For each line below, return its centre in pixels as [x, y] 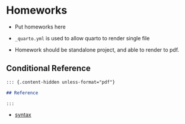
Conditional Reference [48, 69]
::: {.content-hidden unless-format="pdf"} [61, 82]
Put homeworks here [40, 27]
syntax [23, 115]
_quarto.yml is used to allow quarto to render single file [82, 38]
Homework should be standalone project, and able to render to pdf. [97, 50]
